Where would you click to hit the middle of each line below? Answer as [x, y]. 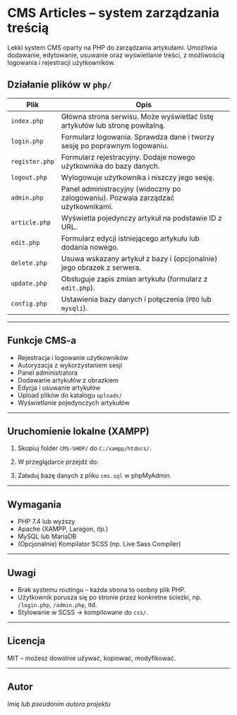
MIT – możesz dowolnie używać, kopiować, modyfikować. [92, 658]
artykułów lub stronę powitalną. [113, 125]
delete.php [29, 263]
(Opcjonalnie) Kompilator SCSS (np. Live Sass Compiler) [99, 544]
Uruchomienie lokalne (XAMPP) [78, 431]
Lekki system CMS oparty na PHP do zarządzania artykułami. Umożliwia [112, 47]
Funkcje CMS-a [42, 341]
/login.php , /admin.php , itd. [57, 605]
